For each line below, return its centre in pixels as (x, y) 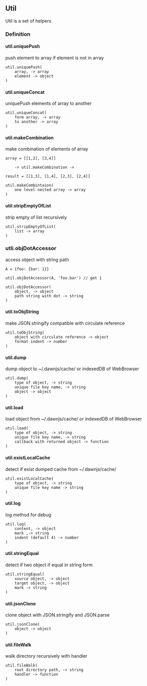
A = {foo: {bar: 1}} (27, 269)
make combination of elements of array (47, 149)
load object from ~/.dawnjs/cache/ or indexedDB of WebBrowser (74, 419)
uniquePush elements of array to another (49, 103)
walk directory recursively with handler (46, 656)
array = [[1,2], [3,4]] (31, 159)
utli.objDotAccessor (31, 249)
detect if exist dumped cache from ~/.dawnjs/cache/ (61, 469)
